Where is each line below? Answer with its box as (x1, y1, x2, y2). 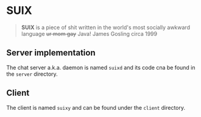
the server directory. (6, 70, 58, 78)
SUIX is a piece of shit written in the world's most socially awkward (21, 24, 191, 31)
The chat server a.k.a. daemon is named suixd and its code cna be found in (6, 64, 196, 71)
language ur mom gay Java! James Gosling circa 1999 (21, 30, 157, 37)
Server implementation (6, 48, 96, 58)
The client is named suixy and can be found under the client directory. (6, 104, 186, 111)
